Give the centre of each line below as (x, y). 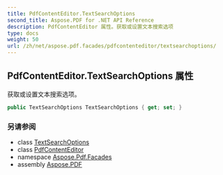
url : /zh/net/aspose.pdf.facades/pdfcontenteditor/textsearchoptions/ (112, 46)
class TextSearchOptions (53, 142)
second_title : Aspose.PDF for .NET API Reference (81, 20)
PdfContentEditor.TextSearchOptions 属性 (100, 76)
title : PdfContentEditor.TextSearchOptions (71, 14)
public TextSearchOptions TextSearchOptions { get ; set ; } (95, 107)
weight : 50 (23, 40)
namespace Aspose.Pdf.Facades (64, 157)
